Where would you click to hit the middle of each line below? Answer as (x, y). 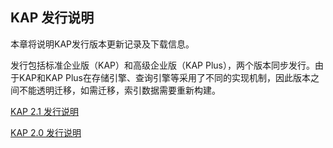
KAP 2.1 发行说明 (44, 111)
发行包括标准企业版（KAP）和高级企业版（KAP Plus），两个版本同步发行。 (162, 65)
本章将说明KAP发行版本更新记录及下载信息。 (102, 44)
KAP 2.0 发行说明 (46, 132)
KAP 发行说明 (52, 18)
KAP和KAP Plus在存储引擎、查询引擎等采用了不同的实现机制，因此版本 (164, 77)
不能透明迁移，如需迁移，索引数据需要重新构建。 (119, 90)
